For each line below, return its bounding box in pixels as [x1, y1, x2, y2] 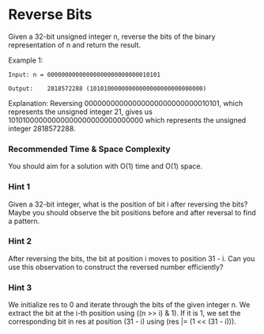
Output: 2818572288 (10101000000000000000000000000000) [8, 85, 207, 93]
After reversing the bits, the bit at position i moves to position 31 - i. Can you [8, 253, 255, 263]
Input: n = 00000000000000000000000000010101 [8, 70, 160, 78]
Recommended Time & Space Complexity [8, 143, 172, 154]
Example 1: [8, 55, 43, 65]
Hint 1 [8, 181, 30, 192]
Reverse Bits [8, 6, 92, 24]
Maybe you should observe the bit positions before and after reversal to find [8, 207, 256, 217]
